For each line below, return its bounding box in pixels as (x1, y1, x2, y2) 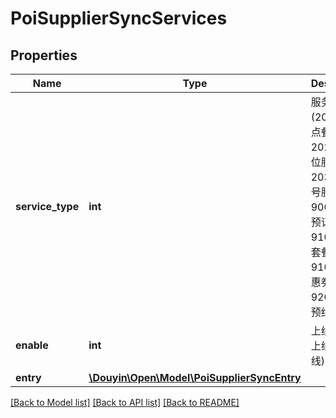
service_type (15, 200, 80, 213)
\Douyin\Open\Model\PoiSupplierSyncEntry (88, 371, 302, 384)
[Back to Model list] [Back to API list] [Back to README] (10, 397, 240, 408)
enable (15, 338, 49, 352)
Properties (10, 47, 78, 64)
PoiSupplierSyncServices (10, 7, 228, 30)
